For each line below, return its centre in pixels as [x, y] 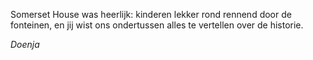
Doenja [25, 44]
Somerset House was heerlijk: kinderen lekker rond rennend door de [151, 14]
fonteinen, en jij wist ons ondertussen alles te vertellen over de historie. [157, 25]
